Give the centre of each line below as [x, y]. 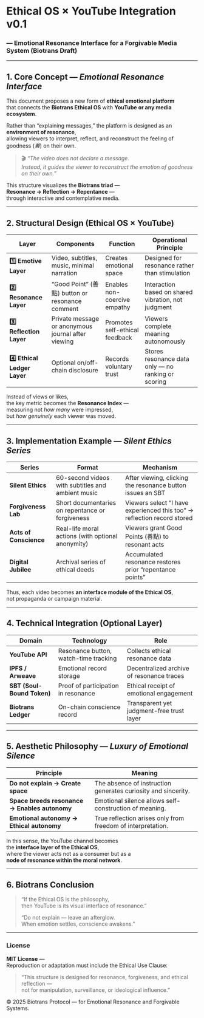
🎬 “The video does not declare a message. [75, 159]
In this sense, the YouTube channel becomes [62, 841]
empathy [118, 307]
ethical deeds [75, 569]
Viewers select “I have [157, 502]
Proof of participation [89, 686]
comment [65, 309]
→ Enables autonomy [41, 808]
